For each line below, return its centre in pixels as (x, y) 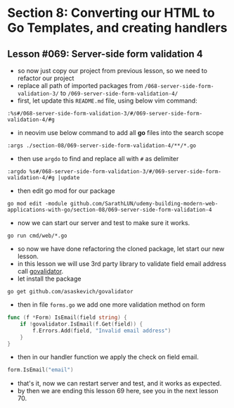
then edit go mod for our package (66, 191)
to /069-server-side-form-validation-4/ (119, 93)
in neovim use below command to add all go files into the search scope (121, 133)
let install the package (49, 279)
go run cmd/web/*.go (38, 236)
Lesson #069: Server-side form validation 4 (105, 54)
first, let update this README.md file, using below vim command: (108, 101)
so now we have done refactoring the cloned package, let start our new (121, 249)
